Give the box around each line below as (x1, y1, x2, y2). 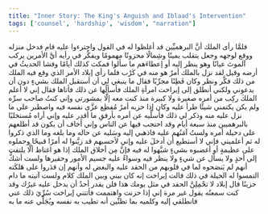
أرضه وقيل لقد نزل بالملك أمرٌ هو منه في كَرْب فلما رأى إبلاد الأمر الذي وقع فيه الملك (8, 67, 258, 77)
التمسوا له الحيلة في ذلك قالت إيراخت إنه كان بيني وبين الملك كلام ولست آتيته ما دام (8, 170, 259, 180)
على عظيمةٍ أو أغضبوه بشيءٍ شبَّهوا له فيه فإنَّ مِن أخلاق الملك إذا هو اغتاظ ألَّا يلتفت (8, 145, 255, 154)
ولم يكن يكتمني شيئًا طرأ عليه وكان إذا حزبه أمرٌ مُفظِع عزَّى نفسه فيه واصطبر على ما (8, 102, 260, 111)
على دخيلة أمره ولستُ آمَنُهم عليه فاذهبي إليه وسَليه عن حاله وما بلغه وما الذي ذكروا (8, 127, 256, 137)
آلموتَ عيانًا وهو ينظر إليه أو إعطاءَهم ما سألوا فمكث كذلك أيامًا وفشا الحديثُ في (8, 58, 246, 69)
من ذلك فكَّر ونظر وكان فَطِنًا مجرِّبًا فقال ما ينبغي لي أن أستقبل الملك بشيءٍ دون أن (8, 76, 255, 86)
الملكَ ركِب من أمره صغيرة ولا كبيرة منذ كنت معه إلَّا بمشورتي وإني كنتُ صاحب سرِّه (8, 93, 258, 103)
